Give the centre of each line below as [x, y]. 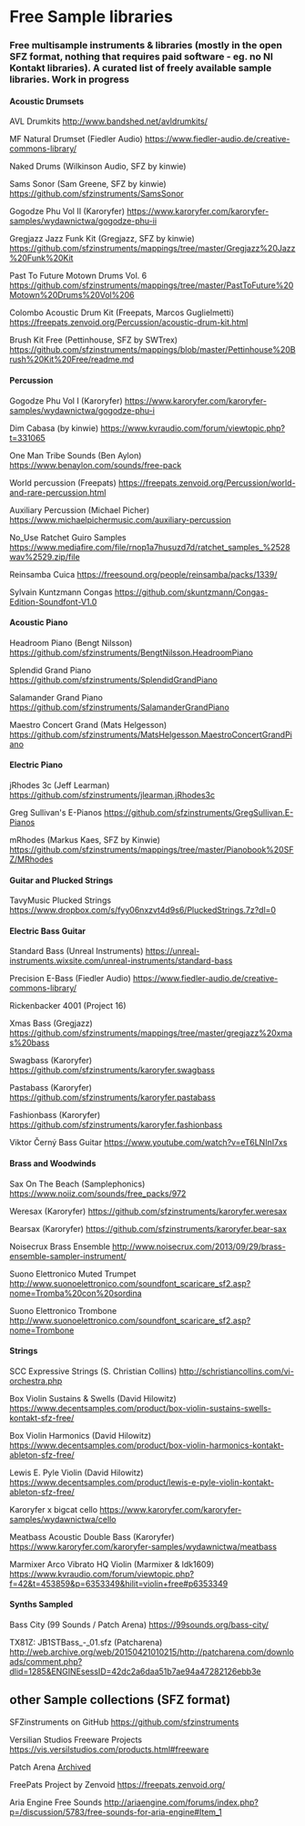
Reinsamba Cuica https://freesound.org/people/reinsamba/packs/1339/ [143, 574]
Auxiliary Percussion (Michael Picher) [80, 510]
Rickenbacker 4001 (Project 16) [68, 1006]
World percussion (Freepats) [63, 482]
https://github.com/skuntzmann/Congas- [191, 592]
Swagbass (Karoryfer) [51, 1061]
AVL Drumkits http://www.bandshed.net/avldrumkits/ [108, 121]
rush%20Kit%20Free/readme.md [72, 359]
